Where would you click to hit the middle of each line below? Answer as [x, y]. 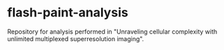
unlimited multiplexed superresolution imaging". [76, 38]
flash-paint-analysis [68, 13]
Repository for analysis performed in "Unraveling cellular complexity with [112, 32]
